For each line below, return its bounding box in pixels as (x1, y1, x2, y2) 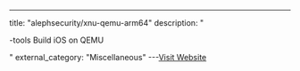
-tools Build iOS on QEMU (9, 35, 104, 45)
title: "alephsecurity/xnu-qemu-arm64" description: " (9, 18, 204, 28)
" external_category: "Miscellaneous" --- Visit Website (9, 52, 207, 62)
